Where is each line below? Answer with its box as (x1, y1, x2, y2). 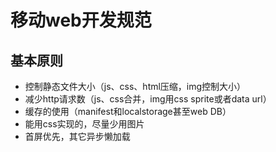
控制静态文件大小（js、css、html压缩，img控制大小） (24, 81, 247, 92)
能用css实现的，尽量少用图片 (24, 118, 145, 130)
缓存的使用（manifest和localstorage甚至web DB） (24, 106, 232, 117)
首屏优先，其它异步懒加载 (24, 131, 131, 142)
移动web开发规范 (10, 9, 152, 32)
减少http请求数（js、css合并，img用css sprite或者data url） (24, 93, 272, 105)
